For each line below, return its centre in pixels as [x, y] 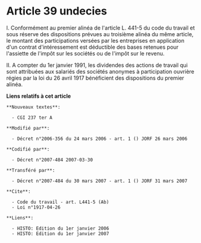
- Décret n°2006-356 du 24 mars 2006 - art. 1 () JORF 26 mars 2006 [100, 139]
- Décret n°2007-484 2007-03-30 [53, 160]
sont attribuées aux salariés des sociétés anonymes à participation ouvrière [101, 71]
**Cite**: [19, 191]
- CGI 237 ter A [32, 118]
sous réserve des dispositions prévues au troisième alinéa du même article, [100, 34]
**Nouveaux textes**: [33, 107]
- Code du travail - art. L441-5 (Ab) [61, 202]
